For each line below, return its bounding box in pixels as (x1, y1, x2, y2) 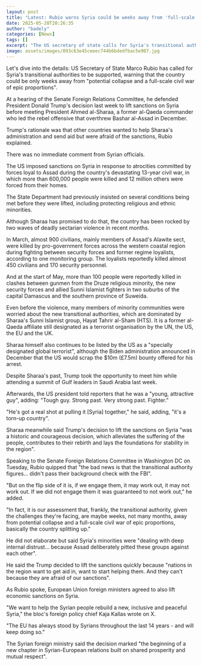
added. (6, 494, 24, 502)
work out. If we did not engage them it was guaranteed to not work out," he (6, 488, 192, 495)
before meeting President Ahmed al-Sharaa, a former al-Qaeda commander (6, 108, 194, 115)
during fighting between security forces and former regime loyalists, (6, 248, 176, 256)
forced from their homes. (6, 181, 68, 188)
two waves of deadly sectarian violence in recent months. (6, 224, 150, 231)
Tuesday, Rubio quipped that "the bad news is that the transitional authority (6, 463, 194, 470)
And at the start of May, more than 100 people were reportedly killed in (6, 273, 182, 280)
